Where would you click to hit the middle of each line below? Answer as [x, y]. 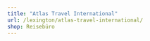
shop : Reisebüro [31, 26]
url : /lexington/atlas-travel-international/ [75, 20]
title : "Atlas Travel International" [63, 14]
